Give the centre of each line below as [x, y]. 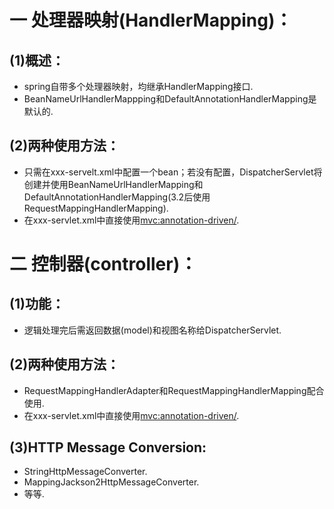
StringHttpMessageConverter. [85, 472]
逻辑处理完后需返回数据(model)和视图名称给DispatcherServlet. [152, 330]
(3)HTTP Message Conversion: [108, 447]
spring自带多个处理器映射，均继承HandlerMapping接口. [138, 86]
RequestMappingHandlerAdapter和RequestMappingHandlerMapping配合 [174, 390]
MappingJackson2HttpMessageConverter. [111, 482]
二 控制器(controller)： [103, 264]
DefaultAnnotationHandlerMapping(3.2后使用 [117, 197]
